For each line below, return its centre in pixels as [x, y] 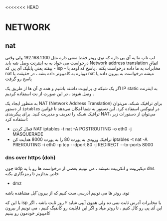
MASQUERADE [28, 134]
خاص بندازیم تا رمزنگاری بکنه [32, 174]
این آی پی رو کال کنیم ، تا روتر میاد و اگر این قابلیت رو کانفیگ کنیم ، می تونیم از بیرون [84, 208]
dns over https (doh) [30, 157]
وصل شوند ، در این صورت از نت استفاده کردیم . [50, 94]
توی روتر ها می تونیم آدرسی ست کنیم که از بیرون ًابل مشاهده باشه [67, 193]
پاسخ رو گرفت [19, 79]
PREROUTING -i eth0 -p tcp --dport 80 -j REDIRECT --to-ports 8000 [83, 145]
